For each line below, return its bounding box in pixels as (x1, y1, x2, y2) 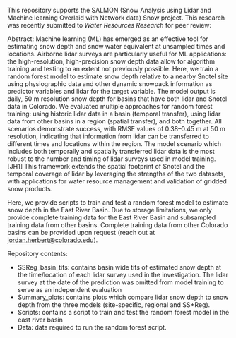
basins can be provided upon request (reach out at (7, 229, 155, 236)
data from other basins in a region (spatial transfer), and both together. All (7, 117, 223, 126)
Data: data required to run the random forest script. (17, 323, 167, 331)
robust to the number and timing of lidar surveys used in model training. (7, 155, 216, 163)
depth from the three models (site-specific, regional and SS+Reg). (17, 301, 211, 309)
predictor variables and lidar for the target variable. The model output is (7, 87, 216, 95)
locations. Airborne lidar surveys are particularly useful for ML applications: (7, 49, 228, 58)
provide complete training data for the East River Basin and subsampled (7, 213, 216, 222)
